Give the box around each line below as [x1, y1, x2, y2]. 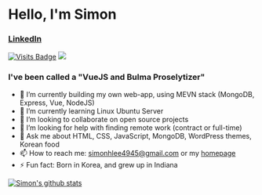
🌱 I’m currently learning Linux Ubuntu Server [19, 106, 164, 115]
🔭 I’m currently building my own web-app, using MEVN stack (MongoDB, [19, 89, 255, 99]
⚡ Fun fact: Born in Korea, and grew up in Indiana [19, 160, 178, 169]
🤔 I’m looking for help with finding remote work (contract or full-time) [19, 123, 242, 132]
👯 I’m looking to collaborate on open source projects [19, 114, 189, 124]
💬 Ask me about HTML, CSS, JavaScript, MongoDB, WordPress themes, [19, 131, 253, 140]
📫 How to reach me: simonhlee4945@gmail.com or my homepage [19, 148, 236, 157]
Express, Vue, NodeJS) [19, 98, 96, 107]
